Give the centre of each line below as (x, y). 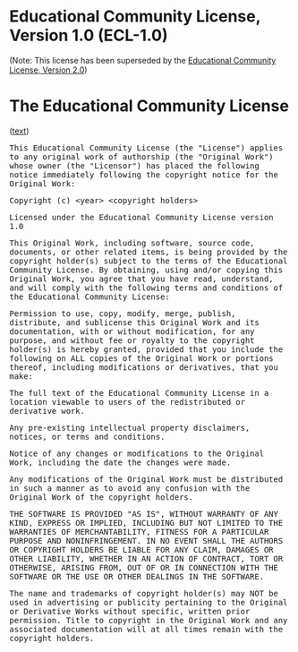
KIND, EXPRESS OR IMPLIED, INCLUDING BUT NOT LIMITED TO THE (146, 523)
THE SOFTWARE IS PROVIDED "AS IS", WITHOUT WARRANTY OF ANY (144, 514)
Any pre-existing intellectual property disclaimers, (130, 428)
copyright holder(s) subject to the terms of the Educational (149, 261)
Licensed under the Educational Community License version (142, 217)
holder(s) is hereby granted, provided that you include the (146, 349)
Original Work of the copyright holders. (102, 497)
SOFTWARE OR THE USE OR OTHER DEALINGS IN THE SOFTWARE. (137, 576)
